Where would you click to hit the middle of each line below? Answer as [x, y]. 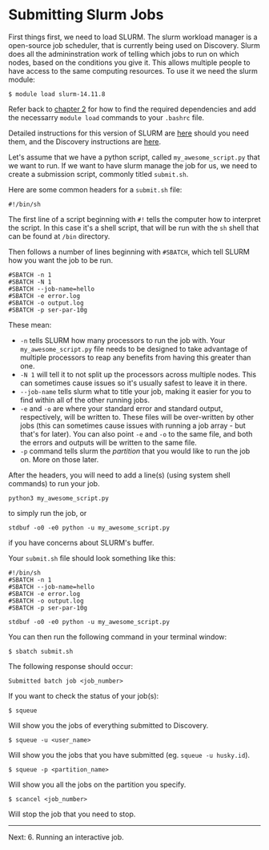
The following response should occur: [71, 666]
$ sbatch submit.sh [41, 651]
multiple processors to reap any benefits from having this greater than [135, 357]
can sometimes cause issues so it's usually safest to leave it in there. [133, 383]
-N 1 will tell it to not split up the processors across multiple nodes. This [138, 374]
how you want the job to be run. [61, 260]
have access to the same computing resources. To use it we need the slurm [133, 70]
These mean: [30, 324]
